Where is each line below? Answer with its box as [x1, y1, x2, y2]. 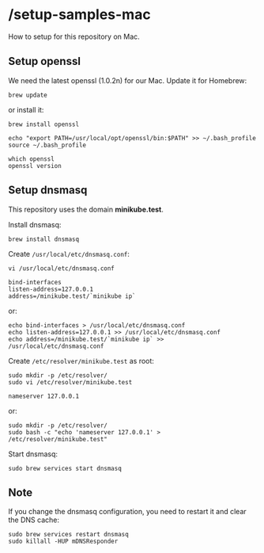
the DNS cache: [8, 515, 59, 524]
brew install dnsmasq [8, 235, 80, 243]
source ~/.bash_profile [8, 141, 87, 149]
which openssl [8, 154, 55, 163]
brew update [8, 91, 47, 99]
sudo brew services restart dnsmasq [8, 531, 129, 539]
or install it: [8, 105, 44, 114]
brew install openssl [8, 120, 80, 128]
